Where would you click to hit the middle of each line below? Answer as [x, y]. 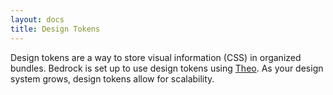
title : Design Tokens [55, 29]
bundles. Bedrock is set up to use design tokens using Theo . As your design [167, 68]
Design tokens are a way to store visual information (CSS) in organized [156, 57]
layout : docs [37, 19]
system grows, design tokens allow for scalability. [112, 78]
